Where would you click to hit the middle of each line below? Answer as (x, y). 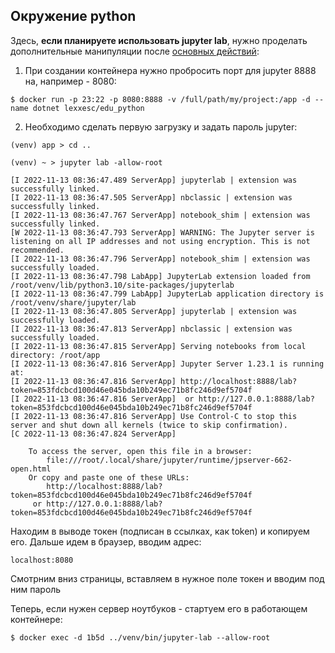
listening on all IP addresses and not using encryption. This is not (160, 241)
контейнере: (36, 619)
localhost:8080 (42, 560)
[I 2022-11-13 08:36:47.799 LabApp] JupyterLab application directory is (167, 294)
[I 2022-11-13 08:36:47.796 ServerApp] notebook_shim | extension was (160, 259)
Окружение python (73, 16)
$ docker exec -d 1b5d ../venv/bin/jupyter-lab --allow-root (140, 637)
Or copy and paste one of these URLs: (109, 477)
